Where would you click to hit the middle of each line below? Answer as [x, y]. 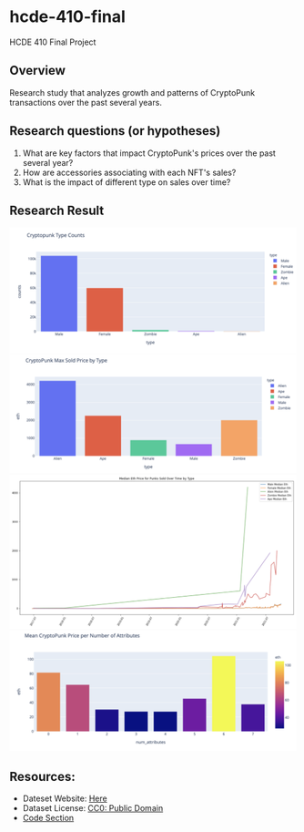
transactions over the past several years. [86, 102]
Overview [38, 71]
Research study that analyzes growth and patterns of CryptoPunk [132, 92]
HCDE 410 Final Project [53, 42]
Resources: [42, 776]
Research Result [57, 210]
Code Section [48, 818]
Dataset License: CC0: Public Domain [93, 808]
